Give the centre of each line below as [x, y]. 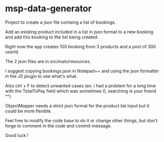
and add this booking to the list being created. [52, 37]
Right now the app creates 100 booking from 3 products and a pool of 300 [81, 46]
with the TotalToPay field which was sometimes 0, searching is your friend [81, 91]
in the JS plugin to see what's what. [41, 76]
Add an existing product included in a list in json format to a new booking [79, 32]
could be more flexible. [28, 111]
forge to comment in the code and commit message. [59, 126]
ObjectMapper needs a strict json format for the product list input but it [77, 106]
